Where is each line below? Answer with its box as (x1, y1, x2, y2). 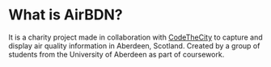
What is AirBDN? (8, 6, 123, 24)
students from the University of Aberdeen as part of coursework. (8, 49, 225, 59)
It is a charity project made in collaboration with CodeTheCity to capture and (8, 32, 263, 42)
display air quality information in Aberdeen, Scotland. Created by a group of (8, 40, 260, 50)
